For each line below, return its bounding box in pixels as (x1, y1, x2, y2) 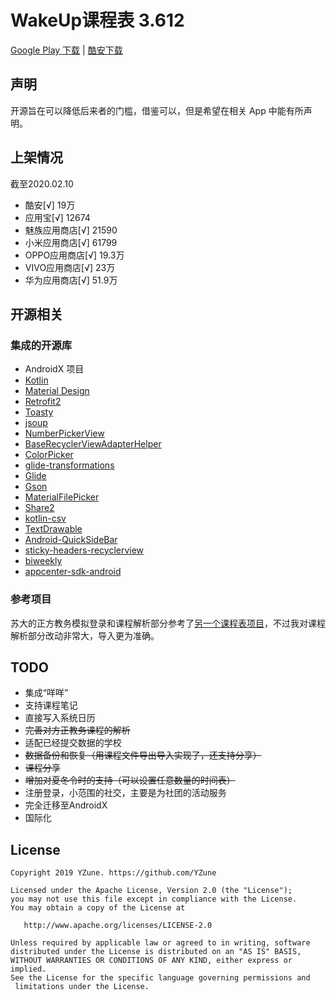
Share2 (24, 502, 55, 514)
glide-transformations (24, 459, 115, 471)
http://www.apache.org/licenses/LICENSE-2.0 (23, 921, 213, 931)
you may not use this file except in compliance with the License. (10, 894, 298, 905)
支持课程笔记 (24, 699, 78, 711)
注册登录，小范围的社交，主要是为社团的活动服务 (24, 787, 227, 799)
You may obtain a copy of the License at (10, 903, 186, 913)
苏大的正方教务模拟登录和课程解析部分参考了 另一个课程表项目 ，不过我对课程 (10, 617, 326, 629)
